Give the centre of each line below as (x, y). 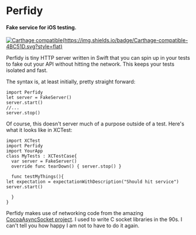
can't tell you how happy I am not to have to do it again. (73, 226)
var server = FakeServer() (44, 161)
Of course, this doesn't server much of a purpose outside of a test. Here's (95, 124)
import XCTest (23, 141)
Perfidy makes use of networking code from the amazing (75, 213)
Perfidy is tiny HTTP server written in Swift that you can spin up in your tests (98, 58)
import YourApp (25, 151)
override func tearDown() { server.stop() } (66, 166)
